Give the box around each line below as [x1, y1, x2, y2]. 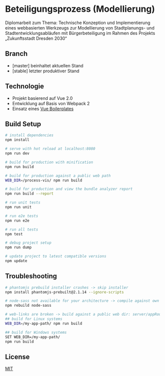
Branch [5, 50, 28, 58]
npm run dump [5, 245, 32, 250]
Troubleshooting [5, 272, 57, 281]
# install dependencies [5, 133, 54, 138]
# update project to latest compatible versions [5, 254, 107, 259]
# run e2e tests [5, 213, 38, 218]
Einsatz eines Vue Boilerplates [12, 106, 74, 112]
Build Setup [5, 119, 41, 128]
